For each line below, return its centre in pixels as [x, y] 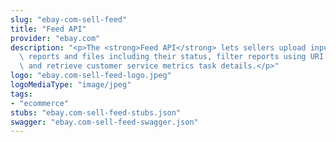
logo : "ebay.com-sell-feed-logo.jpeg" [91, 76]
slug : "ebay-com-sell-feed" [69, 19]
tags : [21, 94]
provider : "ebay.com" [55, 38]
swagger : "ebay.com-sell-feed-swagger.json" [104, 122]
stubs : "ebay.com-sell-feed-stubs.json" [96, 112]
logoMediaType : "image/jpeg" [71, 85]
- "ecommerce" [40, 103]
